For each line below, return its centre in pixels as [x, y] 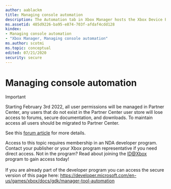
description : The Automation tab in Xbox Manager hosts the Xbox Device [84, 19]
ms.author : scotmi [25, 43]
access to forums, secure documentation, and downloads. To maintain [79, 117]
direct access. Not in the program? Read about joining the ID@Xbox [76, 154]
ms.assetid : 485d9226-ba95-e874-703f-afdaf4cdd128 [60, 24]
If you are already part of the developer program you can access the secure [85, 170]
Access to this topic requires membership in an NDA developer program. [81, 143]
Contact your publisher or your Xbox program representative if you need [81, 148]
